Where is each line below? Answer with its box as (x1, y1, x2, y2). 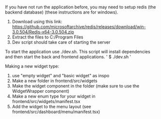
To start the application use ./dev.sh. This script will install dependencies (5, 49, 150, 54)
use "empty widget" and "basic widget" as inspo (12, 73, 110, 78)
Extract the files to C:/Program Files (12, 34, 83, 40)
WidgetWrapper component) (12, 88, 69, 94)
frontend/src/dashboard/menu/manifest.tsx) (12, 109, 100, 115)
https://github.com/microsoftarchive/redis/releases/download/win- (12, 24, 146, 30)
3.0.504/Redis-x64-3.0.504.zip (12, 29, 74, 34)
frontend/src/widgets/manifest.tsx (12, 99, 80, 104)
